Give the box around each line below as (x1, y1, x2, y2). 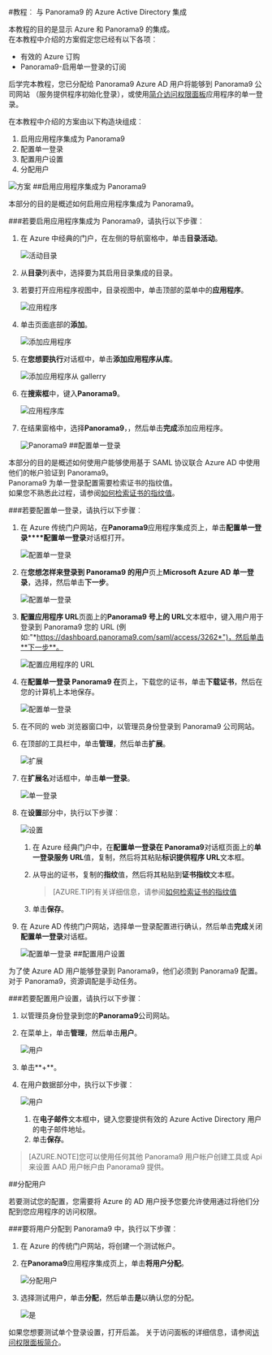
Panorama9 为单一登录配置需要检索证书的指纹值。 (8, 478, 177, 487)
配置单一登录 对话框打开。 (43, 533, 130, 542)
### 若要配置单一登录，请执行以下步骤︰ (8, 506, 144, 515)
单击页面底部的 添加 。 (19, 320, 92, 329)
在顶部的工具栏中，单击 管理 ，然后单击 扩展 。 (19, 739, 171, 749)
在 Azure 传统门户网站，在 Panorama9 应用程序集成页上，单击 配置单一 (19, 523, 255, 532)
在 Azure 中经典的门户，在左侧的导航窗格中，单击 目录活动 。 (19, 234, 222, 243)
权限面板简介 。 (15, 1338, 66, 1347)
